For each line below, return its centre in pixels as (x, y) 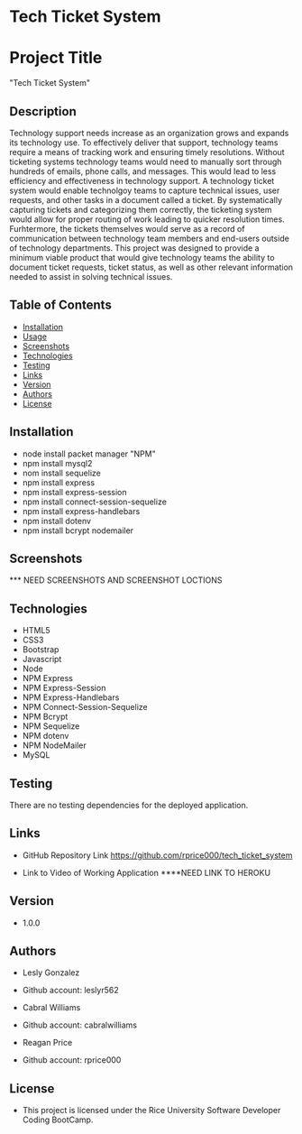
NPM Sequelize (51, 726)
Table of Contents (61, 305)
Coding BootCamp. (58, 1120)
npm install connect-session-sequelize (94, 502)
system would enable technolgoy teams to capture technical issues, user (145, 190)
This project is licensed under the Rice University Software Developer (151, 1111)
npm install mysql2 (57, 463)
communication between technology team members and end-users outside (150, 238)
